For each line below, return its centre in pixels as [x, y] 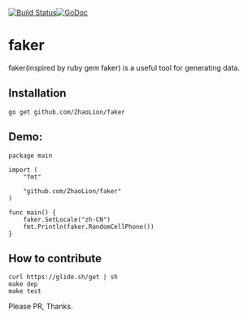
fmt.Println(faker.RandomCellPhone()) [89, 226]
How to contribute [55, 259]
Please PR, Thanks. [41, 306]
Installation [37, 93]
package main [30, 155]
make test [25, 291]
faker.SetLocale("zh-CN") [67, 219]
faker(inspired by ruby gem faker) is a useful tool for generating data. [124, 67]
